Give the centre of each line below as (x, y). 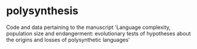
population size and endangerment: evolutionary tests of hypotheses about (98, 33)
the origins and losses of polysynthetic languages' (68, 40)
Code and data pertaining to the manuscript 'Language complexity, (89, 27)
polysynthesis (42, 11)
